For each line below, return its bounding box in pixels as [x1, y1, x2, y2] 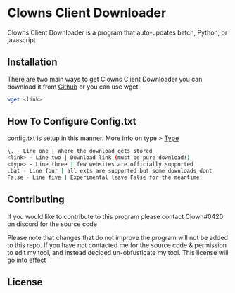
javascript [7, 35, 37, 44]
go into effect [7, 256, 46, 264]
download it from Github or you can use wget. [7, 82, 141, 91]
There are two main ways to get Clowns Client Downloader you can [7, 75, 203, 83]
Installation [7, 56, 58, 68]
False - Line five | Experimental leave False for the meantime [7, 174, 200, 181]
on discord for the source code [7, 220, 97, 228]
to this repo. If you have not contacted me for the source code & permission [7, 241, 227, 249]
